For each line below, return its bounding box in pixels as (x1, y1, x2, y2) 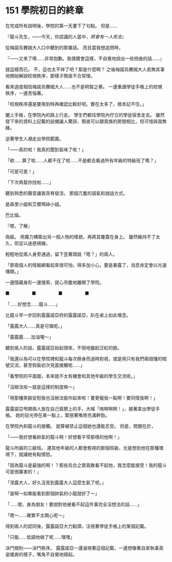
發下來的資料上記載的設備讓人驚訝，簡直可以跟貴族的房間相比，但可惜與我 (5, 118, 162, 124)
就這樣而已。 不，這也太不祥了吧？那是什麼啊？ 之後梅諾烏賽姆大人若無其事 (5, 66, 165, 72)
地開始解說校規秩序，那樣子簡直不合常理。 (5, 72, 95, 79)
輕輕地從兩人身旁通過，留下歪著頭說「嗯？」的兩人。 (5, 251, 118, 257)
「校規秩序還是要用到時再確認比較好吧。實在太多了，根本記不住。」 (5, 101, 147, 107)
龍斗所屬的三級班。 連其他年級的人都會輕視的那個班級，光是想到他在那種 (5, 444, 159, 451)
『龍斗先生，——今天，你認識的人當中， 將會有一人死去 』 (5, 33, 126, 40)
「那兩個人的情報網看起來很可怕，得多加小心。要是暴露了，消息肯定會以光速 (5, 262, 167, 268)
